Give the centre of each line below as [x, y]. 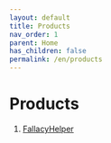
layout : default [40, 18]
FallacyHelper [48, 129]
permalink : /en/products [56, 59]
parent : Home [34, 43]
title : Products [40, 26]
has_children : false [48, 51]
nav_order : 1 [34, 34]
